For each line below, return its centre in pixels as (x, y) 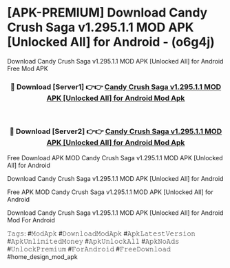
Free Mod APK (28, 68)
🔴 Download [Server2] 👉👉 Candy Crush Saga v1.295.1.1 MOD (116, 131)
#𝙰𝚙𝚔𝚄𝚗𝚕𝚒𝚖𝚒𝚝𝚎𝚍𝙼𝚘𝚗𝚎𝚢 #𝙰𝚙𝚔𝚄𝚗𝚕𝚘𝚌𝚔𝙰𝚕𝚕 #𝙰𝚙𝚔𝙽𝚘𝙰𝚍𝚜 (93, 241)
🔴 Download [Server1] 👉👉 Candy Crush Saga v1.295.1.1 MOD (116, 86)
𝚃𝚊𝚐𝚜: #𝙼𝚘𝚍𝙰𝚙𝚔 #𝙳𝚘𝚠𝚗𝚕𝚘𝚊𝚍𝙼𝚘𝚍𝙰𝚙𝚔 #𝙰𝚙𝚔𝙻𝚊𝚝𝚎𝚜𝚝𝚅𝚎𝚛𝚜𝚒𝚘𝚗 (102, 233)
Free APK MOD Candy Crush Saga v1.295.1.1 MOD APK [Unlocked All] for (110, 192)
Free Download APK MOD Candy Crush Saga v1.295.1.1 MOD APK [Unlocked (115, 157)
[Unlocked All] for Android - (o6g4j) (111, 42)
